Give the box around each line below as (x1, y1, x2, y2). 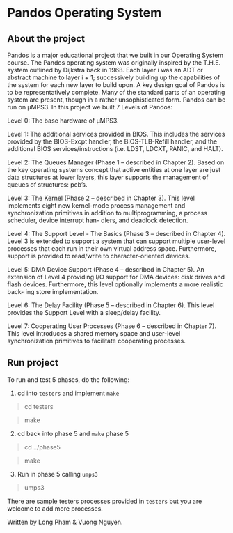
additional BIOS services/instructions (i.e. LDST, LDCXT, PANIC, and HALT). (7, 145, 224, 153)
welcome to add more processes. (7, 504, 103, 513)
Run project (7, 357, 59, 369)
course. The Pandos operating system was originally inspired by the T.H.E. (7, 59, 221, 67)
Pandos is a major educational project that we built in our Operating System (7, 51, 224, 59)
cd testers (24, 402, 54, 410)
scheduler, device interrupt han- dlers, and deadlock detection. (7, 216, 188, 224)
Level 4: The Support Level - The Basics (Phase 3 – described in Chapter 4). (7, 230, 226, 238)
